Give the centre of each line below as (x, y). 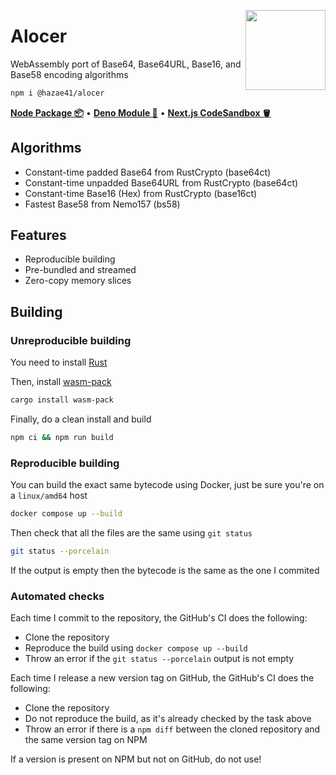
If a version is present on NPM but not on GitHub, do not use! (136, 759)
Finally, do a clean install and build (81, 419)
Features (38, 235)
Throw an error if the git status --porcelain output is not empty (159, 659)
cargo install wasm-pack (62, 400)
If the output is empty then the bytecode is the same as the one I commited (165, 570)
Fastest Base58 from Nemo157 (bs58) (102, 204)
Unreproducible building (71, 340)
